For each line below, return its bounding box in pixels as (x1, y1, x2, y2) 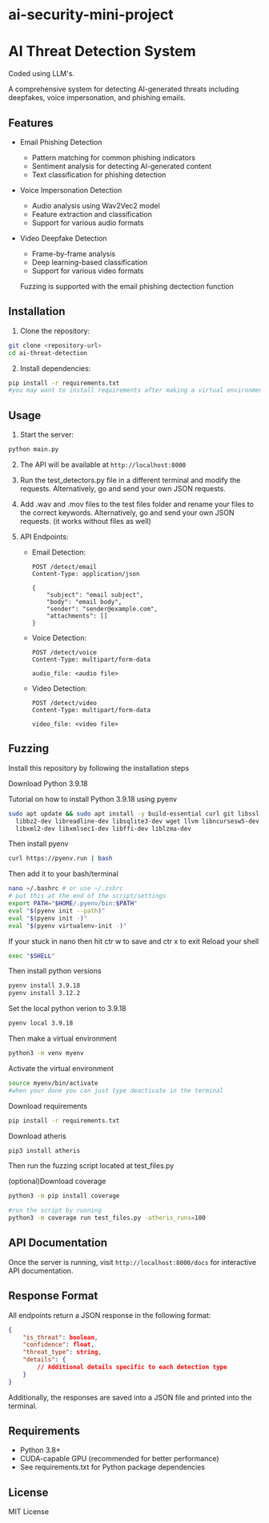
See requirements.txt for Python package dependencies (19, 1462, 206, 1472)
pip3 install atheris (8, 1146, 81, 1154)
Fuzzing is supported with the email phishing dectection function (19, 281, 235, 291)
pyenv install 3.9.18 (8, 981, 81, 990)
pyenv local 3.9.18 (8, 1019, 74, 1027)
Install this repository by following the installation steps (8, 763, 190, 772)
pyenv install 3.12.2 (8, 989, 81, 997)
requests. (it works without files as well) (19, 516, 152, 526)
